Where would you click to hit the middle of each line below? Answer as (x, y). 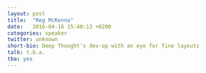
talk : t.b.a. (26, 53)
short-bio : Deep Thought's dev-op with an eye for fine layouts (103, 46)
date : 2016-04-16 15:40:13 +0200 (59, 26)
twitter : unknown (33, 40)
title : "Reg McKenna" (40, 20)
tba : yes (20, 59)
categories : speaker (38, 33)
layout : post (26, 14)
